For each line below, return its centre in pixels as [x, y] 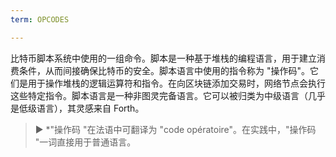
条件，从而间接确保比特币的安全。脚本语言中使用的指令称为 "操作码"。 [164, 70]
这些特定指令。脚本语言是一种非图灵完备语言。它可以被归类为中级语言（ [159, 95]
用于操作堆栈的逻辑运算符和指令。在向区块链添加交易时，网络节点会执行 [176, 83]
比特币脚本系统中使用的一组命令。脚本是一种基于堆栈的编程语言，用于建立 [163, 58]
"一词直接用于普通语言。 [85, 142]
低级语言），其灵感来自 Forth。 [81, 108]
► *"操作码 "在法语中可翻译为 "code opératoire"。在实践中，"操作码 [175, 129]
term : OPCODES [40, 19]
